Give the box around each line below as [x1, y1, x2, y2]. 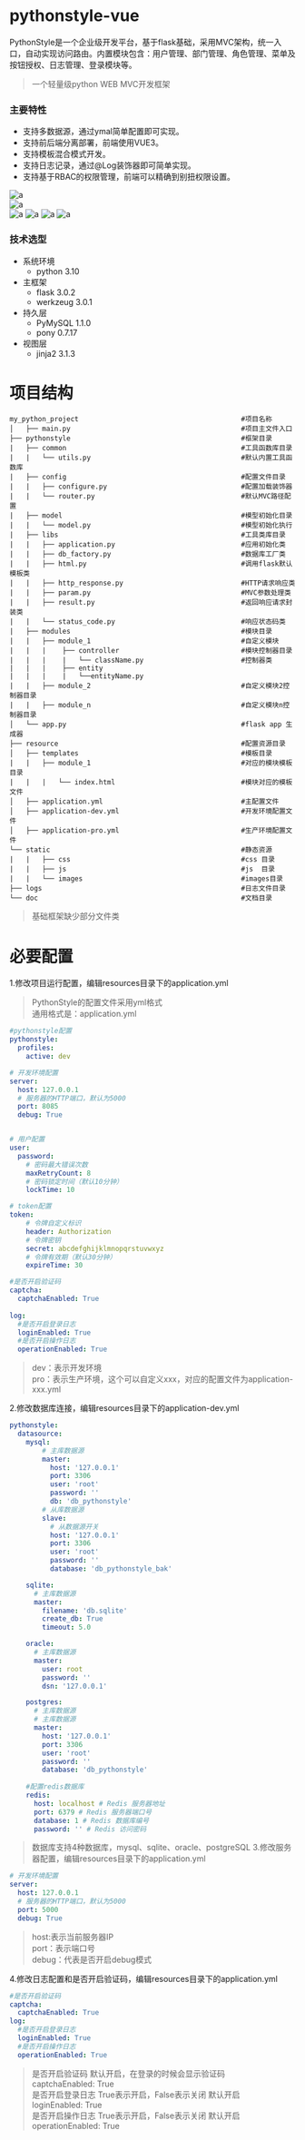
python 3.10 [35, 265, 80, 277]
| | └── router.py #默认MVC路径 [9, 492, 285, 501]
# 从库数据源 [42, 1504, 84, 1514]
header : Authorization [25, 1227, 112, 1236]
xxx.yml [31, 1384, 62, 1395]
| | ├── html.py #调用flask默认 [9, 559, 293, 568]
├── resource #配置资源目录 [9, 739, 286, 749]
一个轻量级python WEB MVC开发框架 [31, 78, 171, 89]
